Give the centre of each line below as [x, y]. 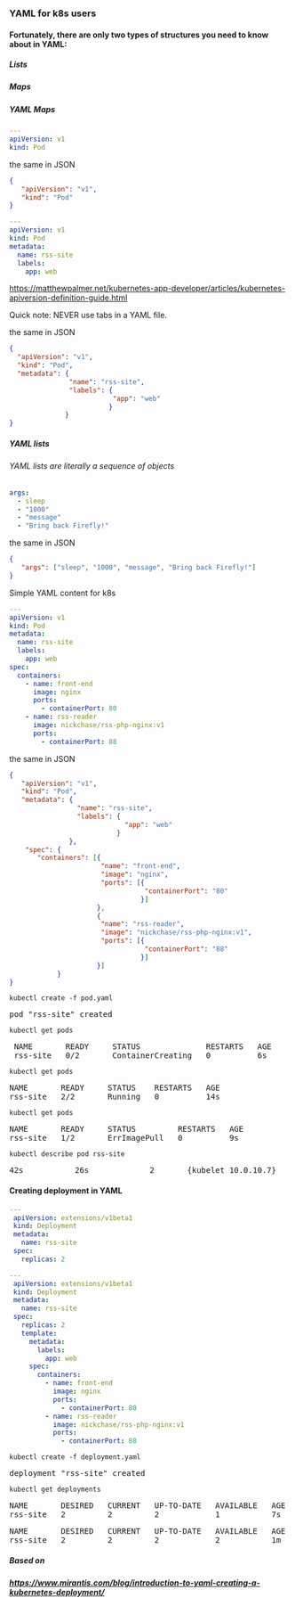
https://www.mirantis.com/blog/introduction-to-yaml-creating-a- [135, 1583]
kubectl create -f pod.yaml [61, 998]
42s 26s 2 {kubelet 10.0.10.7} [143, 1171]
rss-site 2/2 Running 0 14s [115, 1097]
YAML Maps [32, 109]
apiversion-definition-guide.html [68, 298]
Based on [27, 1560]
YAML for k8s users [53, 13]
